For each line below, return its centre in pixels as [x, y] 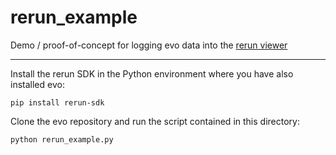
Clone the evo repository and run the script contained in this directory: [155, 121]
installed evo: [37, 84]
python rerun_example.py [62, 139]
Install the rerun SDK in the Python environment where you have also [152, 73]
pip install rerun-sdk [57, 102]
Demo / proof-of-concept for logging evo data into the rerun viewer [149, 45]
